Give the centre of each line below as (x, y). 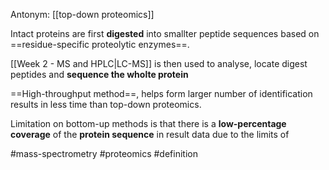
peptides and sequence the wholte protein (99, 74)
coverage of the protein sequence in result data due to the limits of (150, 134)
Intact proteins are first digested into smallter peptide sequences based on (165, 33)
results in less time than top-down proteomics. (106, 104)
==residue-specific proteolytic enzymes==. (100, 44)
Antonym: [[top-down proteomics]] (82, 14)
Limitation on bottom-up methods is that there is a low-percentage (148, 123)
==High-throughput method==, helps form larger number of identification (161, 93)
